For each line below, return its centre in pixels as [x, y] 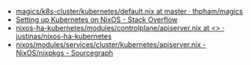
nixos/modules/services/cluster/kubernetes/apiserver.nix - [111, 45]
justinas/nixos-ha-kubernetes [63, 36]
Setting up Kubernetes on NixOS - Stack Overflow [97, 20]
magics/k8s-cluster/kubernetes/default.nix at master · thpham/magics [129, 11]
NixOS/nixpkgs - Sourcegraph [65, 53]
